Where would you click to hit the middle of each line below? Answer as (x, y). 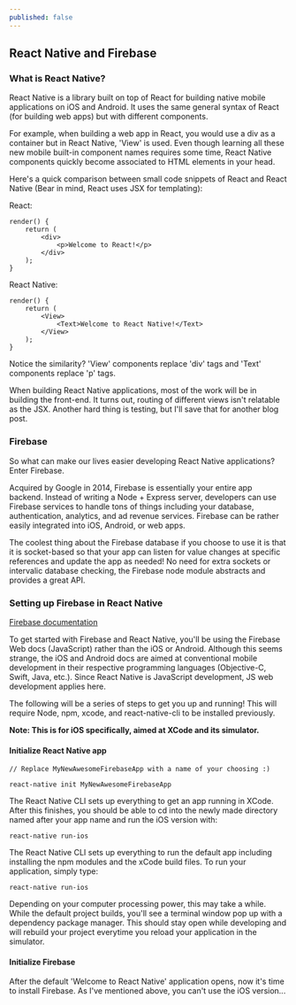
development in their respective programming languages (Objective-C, (138, 667)
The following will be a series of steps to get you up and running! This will (143, 703)
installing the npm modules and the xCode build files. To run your (128, 862)
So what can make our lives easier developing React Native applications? (142, 460)
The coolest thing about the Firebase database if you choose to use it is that (148, 542)
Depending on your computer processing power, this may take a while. (138, 904)
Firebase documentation (54, 622)
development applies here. (57, 686)
